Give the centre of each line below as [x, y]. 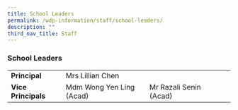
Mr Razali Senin [175, 87]
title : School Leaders [41, 14]
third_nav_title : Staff [42, 33]
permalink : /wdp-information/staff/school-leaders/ [85, 20]
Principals [28, 96]
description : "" [31, 27]
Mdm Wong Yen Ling [100, 87]
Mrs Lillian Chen [92, 75]
